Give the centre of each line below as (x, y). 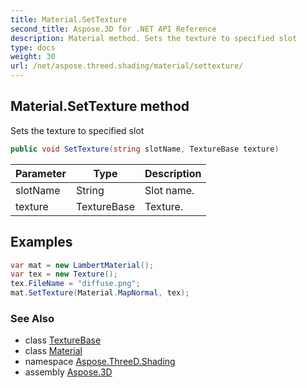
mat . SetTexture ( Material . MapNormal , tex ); (100, 293)
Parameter (41, 173)
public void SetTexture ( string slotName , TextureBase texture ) (145, 149)
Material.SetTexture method (100, 106)
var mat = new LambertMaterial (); (82, 265)
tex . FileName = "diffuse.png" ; (75, 284)
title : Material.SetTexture (69, 19)
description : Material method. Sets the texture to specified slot (154, 38)
